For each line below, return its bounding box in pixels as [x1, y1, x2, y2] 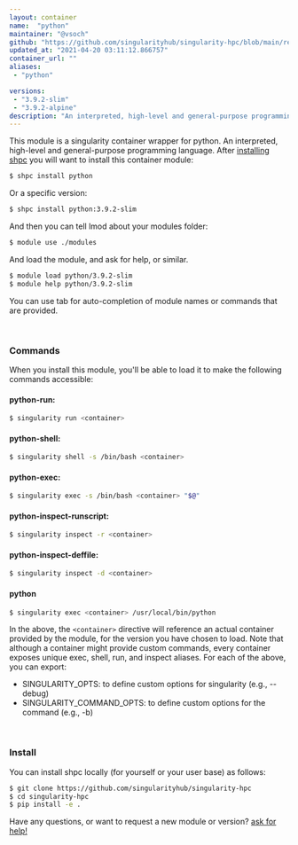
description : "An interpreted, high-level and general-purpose [9, 112, 248, 121]
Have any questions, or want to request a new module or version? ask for [9, 817, 277, 827]
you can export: [9, 661, 67, 672]
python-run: [9, 394, 56, 404]
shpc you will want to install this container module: [9, 154, 193, 165]
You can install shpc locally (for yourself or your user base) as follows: [9, 766, 266, 777]
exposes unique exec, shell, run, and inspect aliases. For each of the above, [9, 653, 286, 663]
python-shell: [9, 433, 61, 443]
